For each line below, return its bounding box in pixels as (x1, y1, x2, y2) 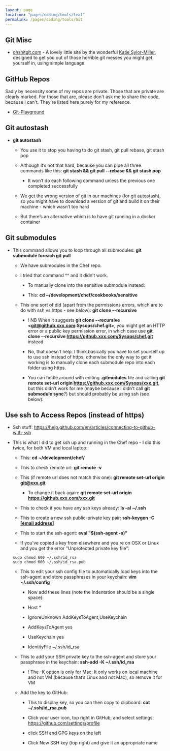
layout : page (5, 7, 33, 13)
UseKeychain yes (27, 634, 64, 640)
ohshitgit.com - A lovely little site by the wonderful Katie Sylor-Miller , (12, 49, 156, 55)
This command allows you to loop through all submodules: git (12, 247, 142, 253)
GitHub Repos (5, 75, 50, 83)
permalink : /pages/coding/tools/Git (5, 17, 83, 22)
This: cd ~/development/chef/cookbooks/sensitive (27, 292, 138, 298)
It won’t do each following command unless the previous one (27, 177, 155, 184)
